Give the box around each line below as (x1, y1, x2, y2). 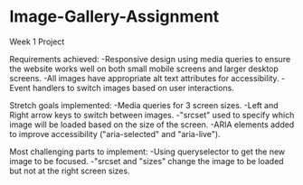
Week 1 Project (9, 36, 65, 47)
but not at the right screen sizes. (9, 165, 130, 176)
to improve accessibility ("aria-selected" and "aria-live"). (9, 128, 221, 139)
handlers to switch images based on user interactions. (32, 82, 235, 93)
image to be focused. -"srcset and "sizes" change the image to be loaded (9, 155, 284, 166)
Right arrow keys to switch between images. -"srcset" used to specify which (9, 109, 295, 120)
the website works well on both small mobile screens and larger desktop (9, 63, 279, 74)
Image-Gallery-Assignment (9, 6, 220, 27)
